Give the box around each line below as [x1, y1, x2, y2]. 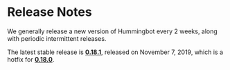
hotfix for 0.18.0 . [7, 55, 55, 63]
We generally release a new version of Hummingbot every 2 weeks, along [7, 27, 218, 35]
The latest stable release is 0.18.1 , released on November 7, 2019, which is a [7, 48, 224, 56]
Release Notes [7, 4, 92, 20]
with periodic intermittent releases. [7, 34, 107, 42]
